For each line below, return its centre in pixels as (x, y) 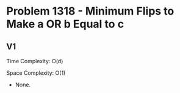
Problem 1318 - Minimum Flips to (90, 11)
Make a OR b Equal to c (65, 24)
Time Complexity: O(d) (35, 61)
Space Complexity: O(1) (36, 73)
